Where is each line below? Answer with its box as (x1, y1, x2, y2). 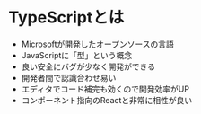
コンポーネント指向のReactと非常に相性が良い (21, 94, 193, 105)
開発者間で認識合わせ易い (21, 72, 117, 83)
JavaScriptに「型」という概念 (21, 49, 133, 60)
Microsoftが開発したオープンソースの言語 (21, 39, 174, 49)
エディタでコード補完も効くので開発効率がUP (21, 83, 190, 94)
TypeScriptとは (8, 7, 125, 28)
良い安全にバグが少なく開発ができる (21, 61, 156, 72)
